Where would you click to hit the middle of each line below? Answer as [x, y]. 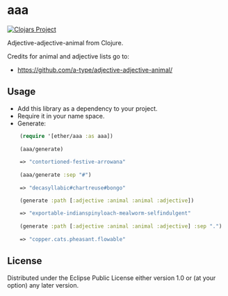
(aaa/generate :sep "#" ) [56, 175]
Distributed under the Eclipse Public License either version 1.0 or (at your [112, 278]
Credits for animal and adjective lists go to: [68, 56]
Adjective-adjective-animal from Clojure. [65, 42]
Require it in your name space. [61, 116]
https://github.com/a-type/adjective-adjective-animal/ [95, 70]
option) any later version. [43, 285]
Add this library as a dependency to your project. [87, 108]
